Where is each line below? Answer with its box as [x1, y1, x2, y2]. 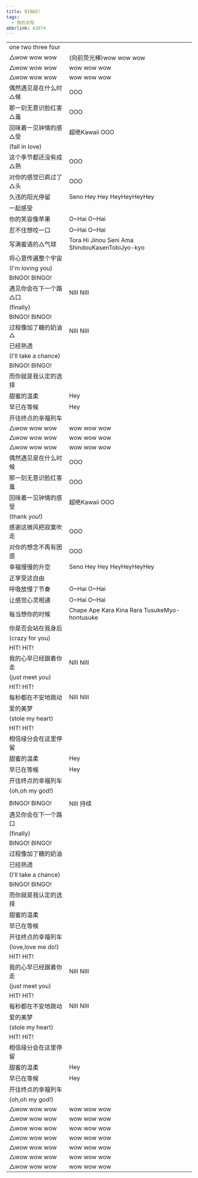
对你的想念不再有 [9, 543, 57, 551]
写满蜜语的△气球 [9, 240, 57, 248]
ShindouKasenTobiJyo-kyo [68, 244, 145, 252]
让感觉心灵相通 [9, 596, 51, 604]
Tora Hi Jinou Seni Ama [68, 236, 134, 245]
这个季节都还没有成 [9, 153, 63, 162]
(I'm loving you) [9, 264, 53, 272]
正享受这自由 [9, 574, 45, 583]
